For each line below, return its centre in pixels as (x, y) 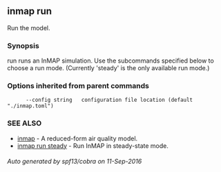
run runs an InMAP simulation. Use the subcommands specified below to (110, 61)
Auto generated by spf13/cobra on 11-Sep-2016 (75, 162)
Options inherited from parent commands (78, 86)
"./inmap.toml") (30, 106)
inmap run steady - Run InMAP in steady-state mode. (93, 146)
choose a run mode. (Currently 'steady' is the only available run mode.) (108, 68)
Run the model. (29, 28)
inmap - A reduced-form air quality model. (77, 138)
